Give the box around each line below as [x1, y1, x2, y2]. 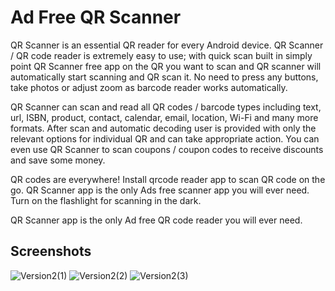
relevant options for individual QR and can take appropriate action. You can [10, 132, 320, 145]
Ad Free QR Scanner [10, 6, 182, 29]
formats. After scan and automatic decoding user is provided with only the [10, 122, 317, 134]
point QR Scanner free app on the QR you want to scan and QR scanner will [10, 60, 322, 72]
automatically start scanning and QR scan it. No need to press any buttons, [10, 71, 319, 83]
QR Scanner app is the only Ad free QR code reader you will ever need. [10, 214, 303, 226]
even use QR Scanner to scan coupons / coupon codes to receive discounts [10, 143, 324, 155]
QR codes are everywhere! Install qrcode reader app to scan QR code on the [10, 173, 326, 185]
